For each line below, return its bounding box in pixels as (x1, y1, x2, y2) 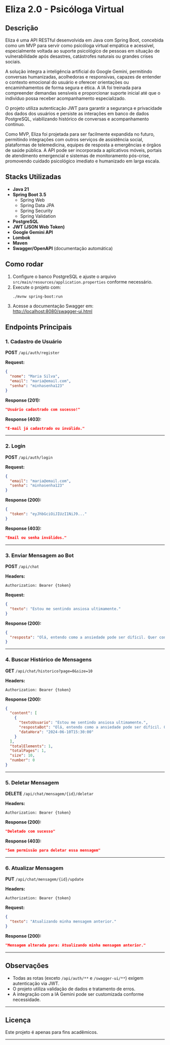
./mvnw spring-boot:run (12, 294, 63, 299)
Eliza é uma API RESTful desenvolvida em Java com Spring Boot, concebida (5, 37, 164, 43)
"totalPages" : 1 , (10, 748, 47, 753)
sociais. (5, 59, 21, 64)
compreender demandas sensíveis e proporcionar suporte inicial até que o (5, 90, 161, 96)
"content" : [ (10, 710, 37, 716)
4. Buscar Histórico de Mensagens (5, 656, 92, 663)
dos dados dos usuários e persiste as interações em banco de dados (5, 110, 149, 116)
